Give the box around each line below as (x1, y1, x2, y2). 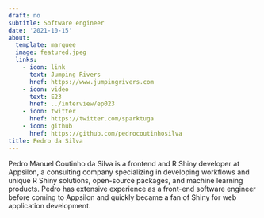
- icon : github (22, 122, 73, 130)
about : (8, 33, 30, 42)
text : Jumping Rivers (29, 71, 101, 78)
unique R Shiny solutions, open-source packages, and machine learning (8, 175, 243, 185)
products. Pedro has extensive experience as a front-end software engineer (8, 184, 256, 193)
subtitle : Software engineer (8, 19, 105, 27)
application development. (8, 201, 91, 210)
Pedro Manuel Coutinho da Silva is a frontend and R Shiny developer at (8, 159, 240, 168)
